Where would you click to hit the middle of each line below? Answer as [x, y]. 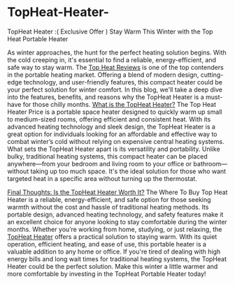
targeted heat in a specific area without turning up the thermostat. [102, 178]
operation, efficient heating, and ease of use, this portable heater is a [107, 244]
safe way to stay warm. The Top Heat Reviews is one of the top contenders [115, 67]
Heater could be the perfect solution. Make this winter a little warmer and [113, 266]
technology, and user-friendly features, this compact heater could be [123, 82]
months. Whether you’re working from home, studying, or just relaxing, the [115, 229]
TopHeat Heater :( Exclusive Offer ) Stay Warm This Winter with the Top [110, 31]
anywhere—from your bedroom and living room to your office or [100, 163]
